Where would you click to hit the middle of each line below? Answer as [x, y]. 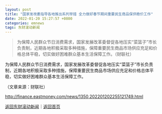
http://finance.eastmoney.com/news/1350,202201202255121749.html [74, 97]
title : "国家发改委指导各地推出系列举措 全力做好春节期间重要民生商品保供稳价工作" [79, 14]
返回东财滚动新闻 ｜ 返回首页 [33, 107]
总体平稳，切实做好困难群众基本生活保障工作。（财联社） [78, 54]
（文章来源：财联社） [26, 87]
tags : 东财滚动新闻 [23, 28]
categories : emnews [25, 23]
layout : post [18, 9]
